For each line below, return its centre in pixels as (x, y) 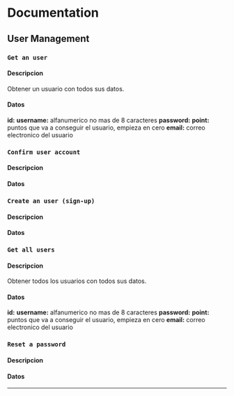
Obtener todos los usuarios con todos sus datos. (77, 281)
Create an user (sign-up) (51, 201)
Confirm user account (44, 152)
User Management (48, 39)
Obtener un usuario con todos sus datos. (66, 89)
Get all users (31, 250)
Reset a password (37, 344)
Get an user (28, 58)
